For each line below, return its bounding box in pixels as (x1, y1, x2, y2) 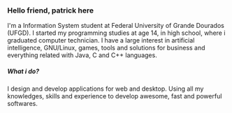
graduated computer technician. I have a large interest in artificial (7, 36, 195, 45)
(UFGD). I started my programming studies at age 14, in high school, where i (7, 29, 226, 37)
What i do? (7, 67, 40, 75)
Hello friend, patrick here (7, 6, 94, 15)
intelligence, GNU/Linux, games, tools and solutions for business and (7, 44, 205, 52)
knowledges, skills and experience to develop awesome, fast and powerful (7, 92, 222, 100)
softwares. (7, 100, 38, 108)
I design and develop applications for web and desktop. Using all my (7, 84, 204, 93)
